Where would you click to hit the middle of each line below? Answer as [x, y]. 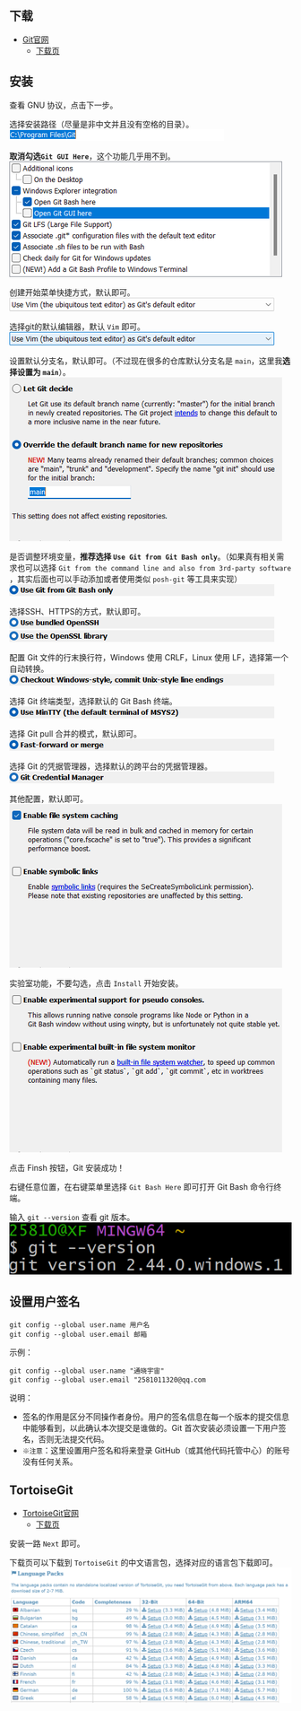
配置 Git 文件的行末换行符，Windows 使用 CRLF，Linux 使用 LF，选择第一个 [149, 657]
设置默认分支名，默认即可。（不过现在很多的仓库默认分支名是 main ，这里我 [146, 361]
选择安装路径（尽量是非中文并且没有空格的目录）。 [102, 124]
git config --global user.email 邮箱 [78, 1334]
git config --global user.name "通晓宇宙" [87, 1371]
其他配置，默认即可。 [48, 799]
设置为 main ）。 [43, 371]
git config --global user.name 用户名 [80, 1325]
